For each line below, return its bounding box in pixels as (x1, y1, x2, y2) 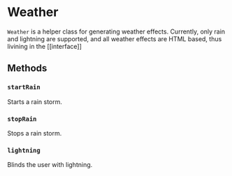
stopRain (7, 115, 37, 123)
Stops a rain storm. (7, 129, 62, 137)
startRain (7, 83, 41, 91)
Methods (7, 62, 48, 74)
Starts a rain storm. (7, 97, 63, 105)
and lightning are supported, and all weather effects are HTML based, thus (7, 34, 222, 43)
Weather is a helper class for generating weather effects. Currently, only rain (7, 27, 226, 36)
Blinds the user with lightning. (7, 161, 93, 169)
